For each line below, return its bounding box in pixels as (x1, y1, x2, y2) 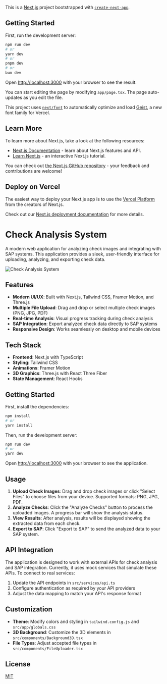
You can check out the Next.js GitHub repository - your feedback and (5, 163, 150, 169)
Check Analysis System (5, 229, 107, 240)
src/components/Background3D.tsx (12, 636, 83, 641)
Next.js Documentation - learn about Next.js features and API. (12, 147, 141, 153)
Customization (5, 605, 53, 614)
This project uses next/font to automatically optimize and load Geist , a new (5, 104, 162, 110)
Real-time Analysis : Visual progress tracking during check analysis (12, 315, 153, 322)
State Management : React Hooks (12, 376, 83, 382)
